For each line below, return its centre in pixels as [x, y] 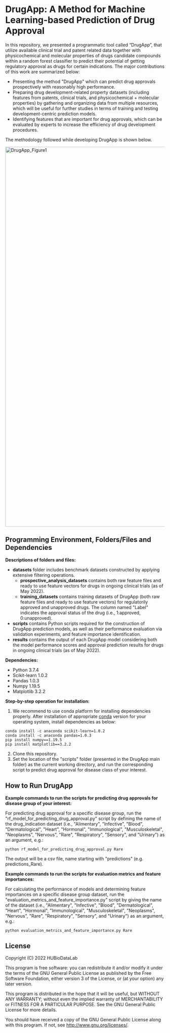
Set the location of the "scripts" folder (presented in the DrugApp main [86, 759]
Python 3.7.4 [26, 670]
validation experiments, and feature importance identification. [77, 634]
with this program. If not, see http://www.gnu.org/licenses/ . [67, 1025]
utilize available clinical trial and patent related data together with [73, 50]
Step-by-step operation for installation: [48, 701]
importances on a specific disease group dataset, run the [65, 894]
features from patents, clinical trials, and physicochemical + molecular [86, 98]
